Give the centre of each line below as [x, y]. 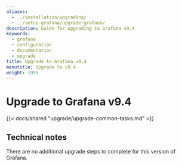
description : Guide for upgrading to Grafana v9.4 [70, 28]
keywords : [18, 34]
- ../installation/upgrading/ [49, 17]
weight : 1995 [22, 73]
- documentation [32, 51]
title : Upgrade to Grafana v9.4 [46, 61]
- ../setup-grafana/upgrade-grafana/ [58, 23]
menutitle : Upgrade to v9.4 [41, 67]
